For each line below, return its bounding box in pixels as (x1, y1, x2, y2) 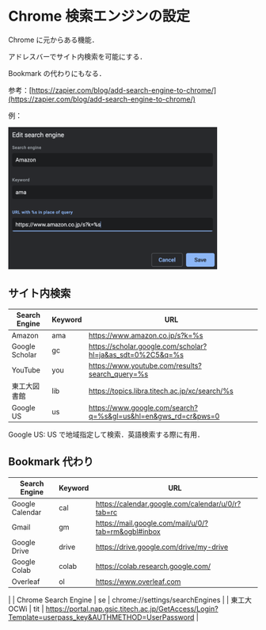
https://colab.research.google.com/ (95, 561, 211, 571)
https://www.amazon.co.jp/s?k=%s (88, 330, 203, 340)
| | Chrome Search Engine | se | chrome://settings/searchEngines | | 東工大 (8, 595, 252, 605)
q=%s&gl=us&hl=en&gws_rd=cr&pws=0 (88, 411, 220, 421)
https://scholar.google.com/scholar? (88, 342, 207, 351)
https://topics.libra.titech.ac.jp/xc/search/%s (88, 386, 234, 395)
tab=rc (95, 507, 117, 517)
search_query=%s (88, 369, 149, 379)
